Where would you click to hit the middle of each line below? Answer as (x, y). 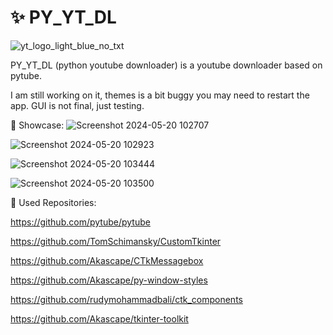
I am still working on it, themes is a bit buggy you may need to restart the (160, 95)
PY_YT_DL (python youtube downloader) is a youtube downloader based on (166, 65)
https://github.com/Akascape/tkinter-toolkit (99, 318)
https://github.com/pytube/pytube (80, 222)
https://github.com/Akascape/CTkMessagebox (107, 260)
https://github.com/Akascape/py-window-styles (109, 280)
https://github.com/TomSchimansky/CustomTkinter (116, 241)
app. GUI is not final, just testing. (77, 105)
